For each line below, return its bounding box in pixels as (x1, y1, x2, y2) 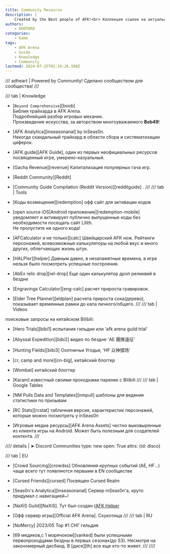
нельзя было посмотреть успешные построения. (12, 261, 119, 267)
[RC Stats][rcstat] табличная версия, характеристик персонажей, (12, 407, 154, 413)
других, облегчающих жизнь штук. (12, 246, 89, 252)
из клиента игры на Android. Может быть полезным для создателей (12, 428, 159, 434)
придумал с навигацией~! (12, 493, 69, 499)
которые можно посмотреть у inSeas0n (12, 413, 99, 419)
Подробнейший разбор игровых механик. (12, 113, 104, 119)
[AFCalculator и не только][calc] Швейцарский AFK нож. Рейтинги (12, 235, 155, 241)
